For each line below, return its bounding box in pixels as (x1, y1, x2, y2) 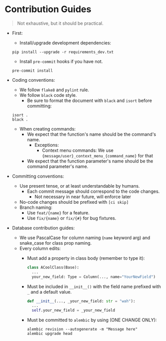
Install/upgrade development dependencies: (19, 39, 112, 46)
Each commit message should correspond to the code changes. (27, 188, 160, 194)
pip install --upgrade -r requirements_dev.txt (12, 49, 114, 54)
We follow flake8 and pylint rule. (19, 87, 89, 93)
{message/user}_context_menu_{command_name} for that (42, 152, 153, 158)
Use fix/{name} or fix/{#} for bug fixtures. (27, 215, 117, 221)
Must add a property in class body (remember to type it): (27, 255, 145, 261)
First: (12, 30, 23, 36)
